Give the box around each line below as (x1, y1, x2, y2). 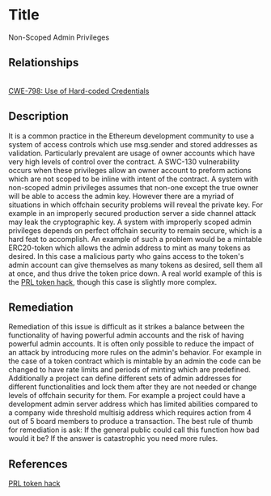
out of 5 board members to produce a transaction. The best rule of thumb (8, 417, 253, 426)
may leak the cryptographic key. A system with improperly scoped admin (8, 217, 252, 227)
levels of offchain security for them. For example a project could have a (8, 391, 246, 401)
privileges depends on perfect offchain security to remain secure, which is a (8, 225, 263, 235)
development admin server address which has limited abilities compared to (8, 399, 259, 409)
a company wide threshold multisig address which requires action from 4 (8, 408, 252, 418)
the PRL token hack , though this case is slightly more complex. (8, 277, 218, 286)
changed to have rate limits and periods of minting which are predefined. (8, 365, 252, 375)
